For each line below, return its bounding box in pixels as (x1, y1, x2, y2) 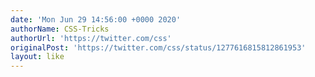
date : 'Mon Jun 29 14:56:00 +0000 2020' (10, 14, 182, 25)
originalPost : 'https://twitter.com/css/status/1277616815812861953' (10, 42, 307, 53)
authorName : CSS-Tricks (10, 24, 110, 34)
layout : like (10, 52, 65, 62)
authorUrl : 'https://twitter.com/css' (10, 33, 172, 43)
